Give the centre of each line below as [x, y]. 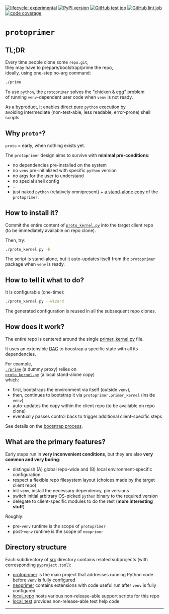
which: [12, 379]
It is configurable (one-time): [35, 292]
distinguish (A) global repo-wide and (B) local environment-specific [82, 469]
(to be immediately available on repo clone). [51, 230]
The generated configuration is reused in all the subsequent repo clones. [81, 311]
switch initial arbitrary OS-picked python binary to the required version [85, 496]
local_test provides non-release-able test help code [66, 601]
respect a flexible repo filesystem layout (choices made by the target [83, 480]
